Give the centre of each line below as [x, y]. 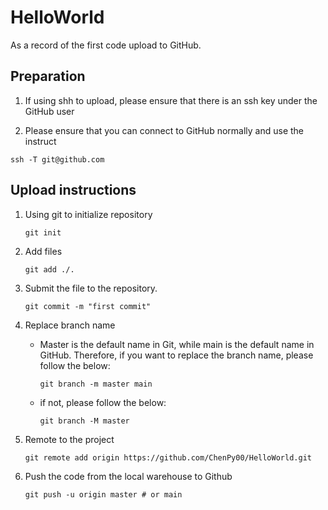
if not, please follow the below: [103, 402]
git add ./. [49, 269]
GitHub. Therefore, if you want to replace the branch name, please [176, 355]
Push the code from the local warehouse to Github [128, 476]
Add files [43, 251]
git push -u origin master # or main [103, 494]
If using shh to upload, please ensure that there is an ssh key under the [171, 100]
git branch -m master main [96, 384]
